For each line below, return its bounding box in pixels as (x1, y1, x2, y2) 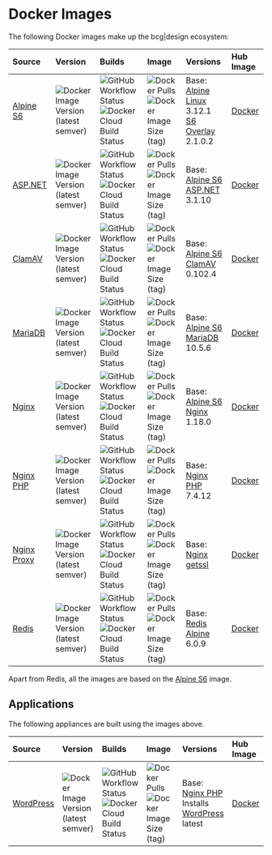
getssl (185, 558, 209, 570)
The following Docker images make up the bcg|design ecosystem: (8, 32, 229, 41)
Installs (181, 797, 209, 809)
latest (181, 818, 204, 829)
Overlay (185, 125, 216, 136)
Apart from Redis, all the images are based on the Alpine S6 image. (8, 673, 232, 683)
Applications (8, 698, 74, 712)
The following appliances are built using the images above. (8, 719, 205, 729)
